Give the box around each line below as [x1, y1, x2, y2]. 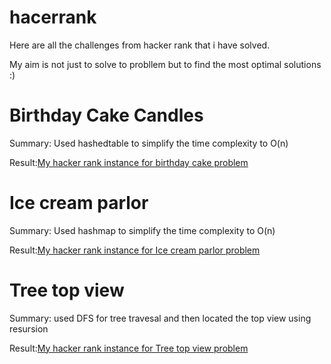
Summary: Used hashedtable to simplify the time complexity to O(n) [9, 137, 289, 149]
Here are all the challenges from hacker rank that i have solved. [9, 39, 271, 51]
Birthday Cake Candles [9, 104, 204, 127]
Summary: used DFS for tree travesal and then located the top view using [9, 312, 312, 324]
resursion [9, 322, 49, 335]
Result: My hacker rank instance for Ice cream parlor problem [9, 244, 261, 256]
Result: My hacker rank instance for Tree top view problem [9, 342, 249, 354]
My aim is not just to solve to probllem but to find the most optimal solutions [9, 58, 322, 70]
